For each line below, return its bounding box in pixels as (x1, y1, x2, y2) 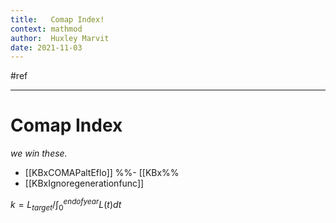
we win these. (10, 147, 68, 160)
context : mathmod (10, 24, 83, 34)
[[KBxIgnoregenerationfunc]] (24, 177, 145, 190)
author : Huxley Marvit (10, 33, 110, 43)
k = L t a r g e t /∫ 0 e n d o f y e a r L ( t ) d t (10, 197, 122, 213)
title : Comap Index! (10, 14, 105, 25)
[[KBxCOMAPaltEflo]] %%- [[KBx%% (24, 167, 180, 179)
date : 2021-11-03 (10, 42, 83, 53)
